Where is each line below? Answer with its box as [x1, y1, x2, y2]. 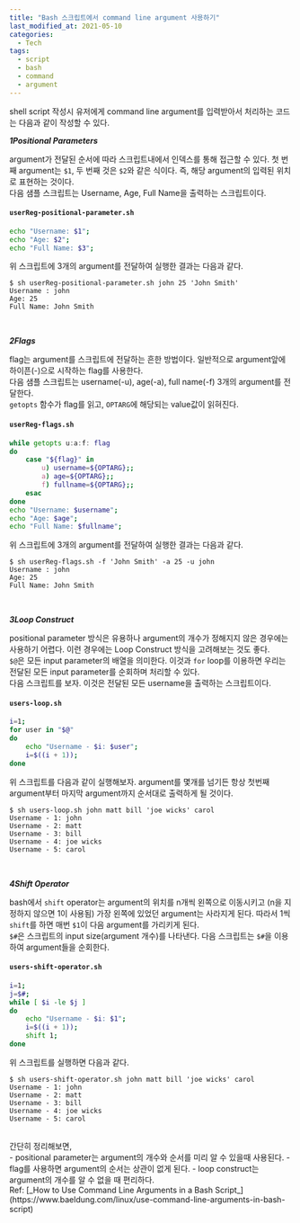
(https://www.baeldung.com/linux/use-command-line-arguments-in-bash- [9, 1193, 286, 1205]
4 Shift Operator [9, 878, 70, 888]
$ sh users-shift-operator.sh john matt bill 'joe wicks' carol [9, 1075, 255, 1084]
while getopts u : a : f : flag [9, 438, 110, 448]
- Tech [17, 38, 42, 48]
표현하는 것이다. [18, 176, 75, 187]
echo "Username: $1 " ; [9, 227, 91, 236]
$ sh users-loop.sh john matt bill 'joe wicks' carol [9, 806, 216, 815]
